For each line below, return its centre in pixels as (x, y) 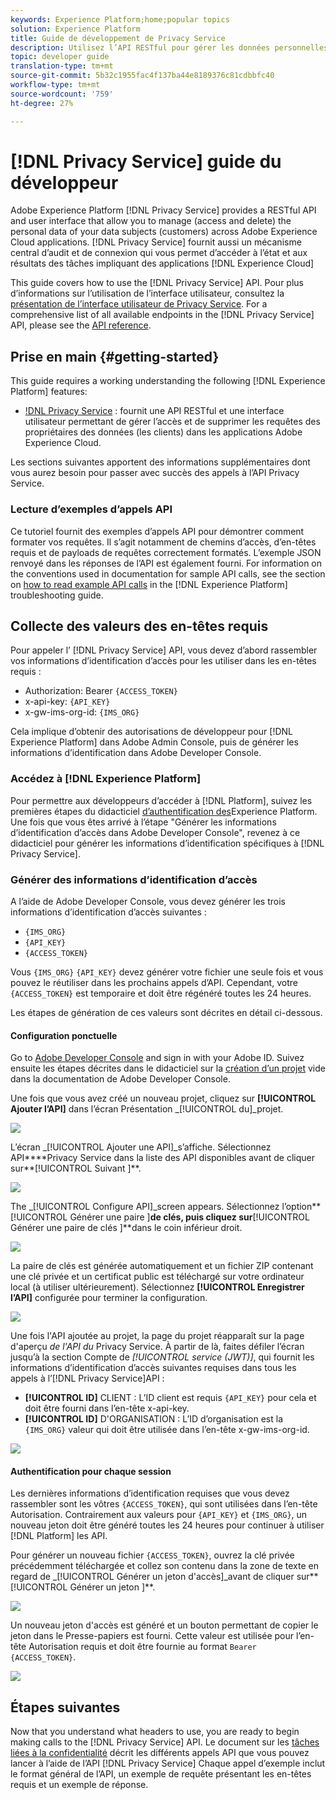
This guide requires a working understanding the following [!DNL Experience (168, 381)
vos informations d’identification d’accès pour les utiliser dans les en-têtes (163, 661)
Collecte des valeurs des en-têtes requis (139, 626)
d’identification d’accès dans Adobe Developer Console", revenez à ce (155, 832)
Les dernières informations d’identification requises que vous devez (150, 1493)
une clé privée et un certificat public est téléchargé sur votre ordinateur (157, 1277)
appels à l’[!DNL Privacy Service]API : (87, 1378)
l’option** (301, 1207)
